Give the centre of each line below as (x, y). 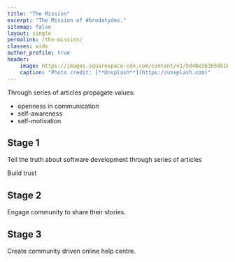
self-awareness (40, 113)
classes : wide (28, 46)
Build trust (22, 173)
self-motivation (39, 120)
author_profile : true (39, 53)
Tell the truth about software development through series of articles (105, 160)
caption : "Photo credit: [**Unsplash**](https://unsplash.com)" (115, 72)
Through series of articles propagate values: (71, 92)
